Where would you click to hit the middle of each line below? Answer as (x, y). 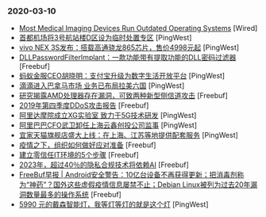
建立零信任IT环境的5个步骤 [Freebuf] (79, 155)
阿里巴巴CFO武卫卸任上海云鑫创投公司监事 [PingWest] (108, 125)
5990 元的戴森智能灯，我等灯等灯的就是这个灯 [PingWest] (114, 204)
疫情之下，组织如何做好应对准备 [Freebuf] (87, 145)
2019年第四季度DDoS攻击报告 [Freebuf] (84, 105)
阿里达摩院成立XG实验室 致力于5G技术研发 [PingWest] (108, 116)
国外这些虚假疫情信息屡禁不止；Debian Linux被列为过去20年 (152, 185)
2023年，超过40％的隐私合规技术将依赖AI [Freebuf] (104, 165)
